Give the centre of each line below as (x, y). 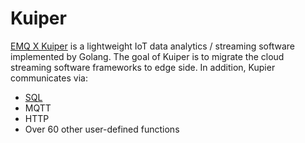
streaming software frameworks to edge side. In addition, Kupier (143, 67)
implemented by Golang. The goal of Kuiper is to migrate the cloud (147, 56)
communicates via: (49, 78)
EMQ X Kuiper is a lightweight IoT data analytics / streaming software (152, 46)
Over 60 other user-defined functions (102, 129)
